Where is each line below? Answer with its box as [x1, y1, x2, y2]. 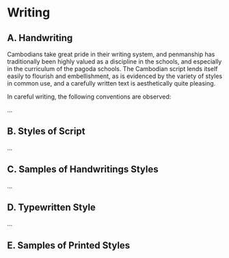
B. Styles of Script [7, 125, 85, 138]
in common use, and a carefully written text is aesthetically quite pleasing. [7, 79, 216, 87]
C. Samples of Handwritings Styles [7, 164, 159, 175]
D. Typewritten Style [7, 202, 96, 214]
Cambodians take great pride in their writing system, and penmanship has [7, 50, 215, 58]
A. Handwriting [7, 32, 73, 44]
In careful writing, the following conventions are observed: [7, 92, 172, 101]
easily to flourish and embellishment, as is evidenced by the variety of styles [7, 72, 223, 80]
